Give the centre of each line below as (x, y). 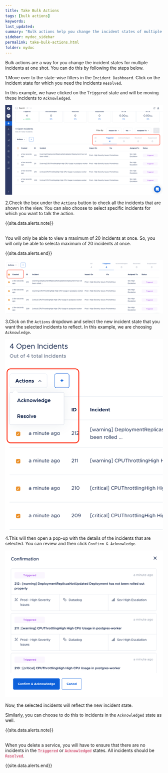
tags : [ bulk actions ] (28, 16)
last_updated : (20, 27)
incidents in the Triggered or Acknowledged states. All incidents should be (80, 750)
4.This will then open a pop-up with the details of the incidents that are (78, 538)
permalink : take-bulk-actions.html (42, 43)
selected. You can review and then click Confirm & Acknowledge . (71, 543)
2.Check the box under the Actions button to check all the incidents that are (83, 203)
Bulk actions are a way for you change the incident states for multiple (76, 62)
